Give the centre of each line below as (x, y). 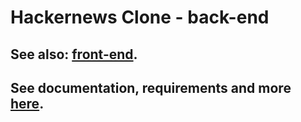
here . (27, 103)
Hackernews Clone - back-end (140, 17)
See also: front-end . (74, 54)
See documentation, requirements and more (151, 87)
